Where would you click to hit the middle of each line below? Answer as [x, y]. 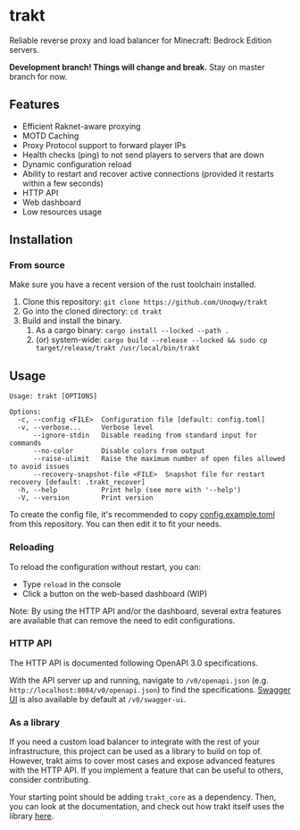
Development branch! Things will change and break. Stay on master [137, 67]
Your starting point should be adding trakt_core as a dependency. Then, [143, 797]
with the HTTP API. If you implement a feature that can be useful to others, [146, 770]
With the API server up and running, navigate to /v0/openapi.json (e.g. [139, 680]
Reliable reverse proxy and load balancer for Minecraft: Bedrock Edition [141, 40]
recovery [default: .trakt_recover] [77, 482]
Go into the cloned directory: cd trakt [92, 311]
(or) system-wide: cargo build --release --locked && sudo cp [151, 340]
